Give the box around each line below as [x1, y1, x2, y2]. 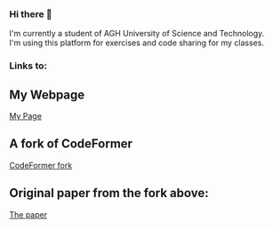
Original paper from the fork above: [9, 186, 209, 201]
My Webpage [9, 87, 85, 102]
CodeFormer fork [9, 160, 73, 170]
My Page [9, 111, 43, 122]
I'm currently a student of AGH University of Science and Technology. [9, 28, 265, 39]
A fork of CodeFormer [9, 137, 133, 152]
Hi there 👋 [9, 8, 53, 20]
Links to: [9, 59, 47, 72]
